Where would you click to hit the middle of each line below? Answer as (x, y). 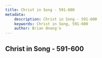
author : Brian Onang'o (38, 28)
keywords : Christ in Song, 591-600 (51, 24)
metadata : (15, 14)
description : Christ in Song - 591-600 (56, 19)
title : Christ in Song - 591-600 (40, 10)
